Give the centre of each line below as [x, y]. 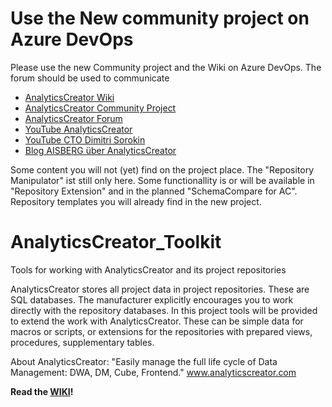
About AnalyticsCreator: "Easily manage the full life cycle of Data [144, 361]
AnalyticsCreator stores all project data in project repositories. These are [160, 289]
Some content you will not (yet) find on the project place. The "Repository [162, 169]
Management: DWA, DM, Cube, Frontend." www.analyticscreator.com [153, 372]
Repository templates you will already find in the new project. [136, 201]
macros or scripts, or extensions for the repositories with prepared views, [161, 331]
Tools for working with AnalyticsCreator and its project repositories [148, 269]
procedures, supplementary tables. [82, 342]
